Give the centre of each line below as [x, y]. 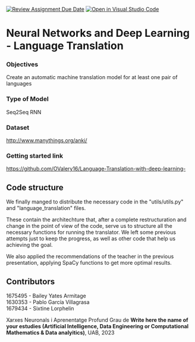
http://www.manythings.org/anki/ [47, 140]
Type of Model [27, 99]
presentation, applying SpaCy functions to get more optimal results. [89, 263]
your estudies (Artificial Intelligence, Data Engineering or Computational [97, 326]
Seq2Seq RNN [24, 112]
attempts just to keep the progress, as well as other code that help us [91, 239]
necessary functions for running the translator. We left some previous [91, 233]
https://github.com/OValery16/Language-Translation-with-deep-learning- [96, 169]
